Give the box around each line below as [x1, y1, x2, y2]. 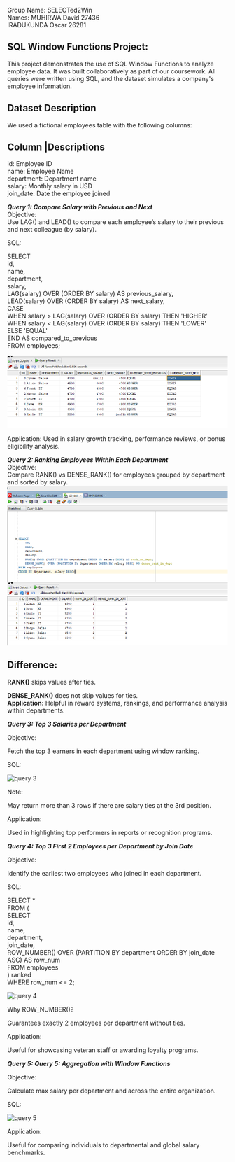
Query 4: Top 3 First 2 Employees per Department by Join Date [7, 841, 194, 850]
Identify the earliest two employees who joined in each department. [7, 869, 202, 877]
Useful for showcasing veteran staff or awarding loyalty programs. [7, 1046, 199, 1054]
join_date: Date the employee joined [7, 189, 111, 198]
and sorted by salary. [7, 477, 69, 486]
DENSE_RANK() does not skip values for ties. [7, 691, 138, 699]
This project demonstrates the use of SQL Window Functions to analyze [7, 59, 215, 68]
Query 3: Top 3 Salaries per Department [7, 720, 127, 728]
